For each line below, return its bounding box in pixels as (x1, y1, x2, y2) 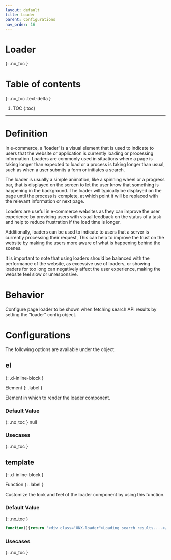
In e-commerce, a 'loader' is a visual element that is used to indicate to (5, 145, 154, 151)
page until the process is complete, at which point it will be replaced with (5, 193, 158, 199)
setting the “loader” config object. (5, 312, 77, 317)
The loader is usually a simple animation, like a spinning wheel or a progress (5, 177, 165, 183)
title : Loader (5, 12, 36, 17)
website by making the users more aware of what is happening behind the (5, 240, 161, 246)
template (5, 458, 35, 466)
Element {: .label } (5, 384, 43, 391)
